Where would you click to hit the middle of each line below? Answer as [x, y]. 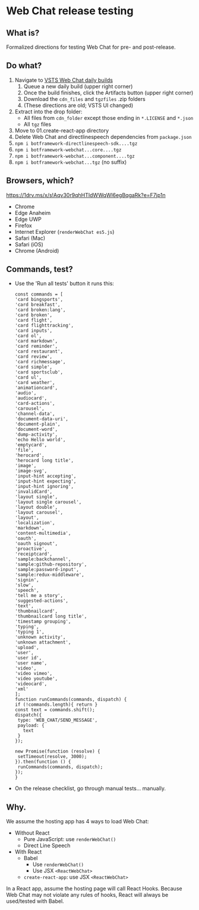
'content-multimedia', [43, 533]
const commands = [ [39, 294]
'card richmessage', [40, 362]
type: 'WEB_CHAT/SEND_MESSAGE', [58, 720]
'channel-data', [35, 414]
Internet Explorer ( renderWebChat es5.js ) [64, 232]
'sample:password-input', [47, 570]
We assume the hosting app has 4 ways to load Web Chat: [78, 822]
